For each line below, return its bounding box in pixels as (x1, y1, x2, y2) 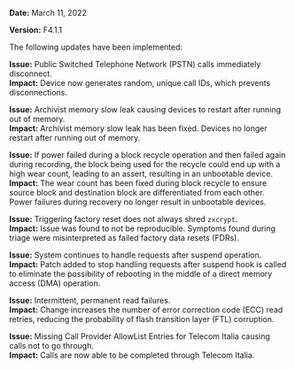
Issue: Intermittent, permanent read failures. (9, 296, 171, 305)
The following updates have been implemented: (9, 42, 183, 52)
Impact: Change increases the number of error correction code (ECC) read (9, 304, 283, 315)
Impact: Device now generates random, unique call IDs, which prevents (9, 78, 271, 88)
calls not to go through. (9, 341, 95, 350)
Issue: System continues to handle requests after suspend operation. (9, 250, 262, 260)
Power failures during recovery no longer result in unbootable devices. (9, 196, 267, 207)
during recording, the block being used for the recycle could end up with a (9, 159, 281, 169)
